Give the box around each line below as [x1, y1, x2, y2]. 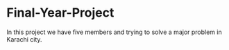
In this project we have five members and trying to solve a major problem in [6, 28, 223, 36]
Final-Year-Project [6, 5, 114, 21]
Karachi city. [6, 35, 42, 43]
